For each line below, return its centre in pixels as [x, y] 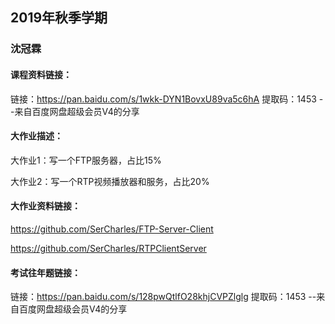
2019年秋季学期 [59, 18]
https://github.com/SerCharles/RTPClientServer [108, 248]
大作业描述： [36, 136]
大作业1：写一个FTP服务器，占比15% [86, 160]
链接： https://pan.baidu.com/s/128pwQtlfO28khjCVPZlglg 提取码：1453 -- [163, 297]
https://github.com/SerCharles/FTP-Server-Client [112, 229]
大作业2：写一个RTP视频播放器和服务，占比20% [110, 181]
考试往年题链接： [45, 272]
